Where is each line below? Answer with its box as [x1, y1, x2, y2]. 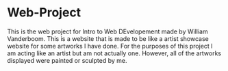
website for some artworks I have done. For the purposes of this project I [7, 42, 214, 50]
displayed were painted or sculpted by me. [7, 56, 127, 64]
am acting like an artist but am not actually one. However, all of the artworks [7, 49, 221, 57]
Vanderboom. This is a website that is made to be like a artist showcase [7, 34, 209, 42]
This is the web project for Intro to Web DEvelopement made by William [7, 27, 208, 35]
